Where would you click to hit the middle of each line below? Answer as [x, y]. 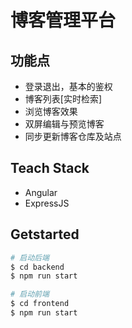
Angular [41, 192]
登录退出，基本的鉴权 [68, 86]
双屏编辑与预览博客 [64, 124]
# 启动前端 [30, 294]
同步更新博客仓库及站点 [73, 136]
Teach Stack [50, 168]
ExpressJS [47, 203]
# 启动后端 [30, 257]
